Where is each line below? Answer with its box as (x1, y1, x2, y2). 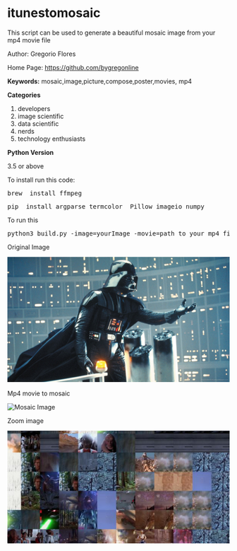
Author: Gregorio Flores (7, 50, 76, 58)
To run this (7, 216, 39, 224)
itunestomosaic (7, 5, 101, 21)
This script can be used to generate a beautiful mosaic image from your (7, 28, 216, 37)
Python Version (7, 148, 54, 156)
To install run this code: (7, 175, 75, 184)
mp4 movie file (7, 35, 51, 44)
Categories (7, 91, 41, 99)
